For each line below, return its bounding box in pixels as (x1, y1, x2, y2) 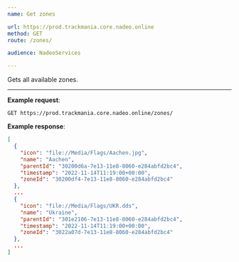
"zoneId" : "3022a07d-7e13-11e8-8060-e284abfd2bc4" (20, 229, 174, 236)
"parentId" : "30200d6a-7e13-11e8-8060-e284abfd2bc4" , (20, 162, 183, 170)
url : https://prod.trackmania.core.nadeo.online (7, 23, 154, 31)
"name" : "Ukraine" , (20, 208, 78, 216)
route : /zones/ (7, 36, 53, 44)
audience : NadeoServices (7, 49, 81, 57)
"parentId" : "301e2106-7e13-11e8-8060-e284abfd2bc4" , (20, 216, 183, 223)
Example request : (7, 96, 60, 104)
